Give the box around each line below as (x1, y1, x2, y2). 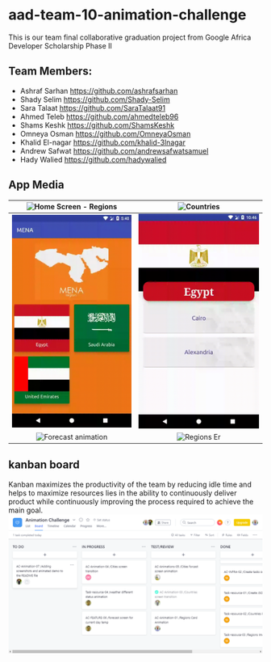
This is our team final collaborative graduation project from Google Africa (8, 32, 252, 42)
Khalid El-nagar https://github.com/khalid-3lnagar (19, 137, 186, 147)
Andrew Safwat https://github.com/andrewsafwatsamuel (19, 145, 209, 155)
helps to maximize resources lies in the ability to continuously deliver (8, 487, 237, 498)
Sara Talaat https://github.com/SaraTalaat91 (19, 103, 166, 112)
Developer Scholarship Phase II (8, 40, 113, 50)
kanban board (8, 458, 80, 472)
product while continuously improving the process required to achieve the (8, 496, 254, 506)
